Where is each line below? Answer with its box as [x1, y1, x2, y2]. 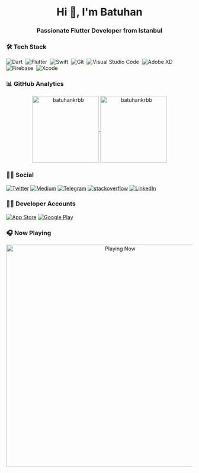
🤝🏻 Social [6, 170, 34, 179]
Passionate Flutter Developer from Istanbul [36, 27, 163, 35]
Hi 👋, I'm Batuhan [56, 5, 143, 19]
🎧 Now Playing [6, 229, 52, 237]
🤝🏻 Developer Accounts [6, 200, 76, 208]
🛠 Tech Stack [6, 43, 47, 51]
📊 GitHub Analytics [6, 80, 64, 88]
